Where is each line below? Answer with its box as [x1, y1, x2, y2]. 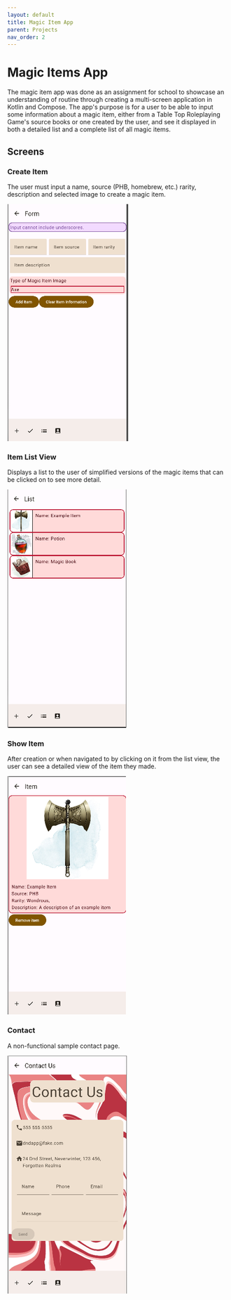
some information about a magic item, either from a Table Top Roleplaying [7, 110, 220, 119]
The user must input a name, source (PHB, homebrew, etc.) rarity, [7, 183, 197, 191]
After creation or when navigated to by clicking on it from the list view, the [7, 755, 220, 763]
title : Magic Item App [7, 18, 73, 26]
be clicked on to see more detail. [7, 475, 101, 484]
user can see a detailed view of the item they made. [7, 762, 157, 770]
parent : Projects [7, 26, 58, 33]
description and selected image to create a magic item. [7, 190, 166, 198]
